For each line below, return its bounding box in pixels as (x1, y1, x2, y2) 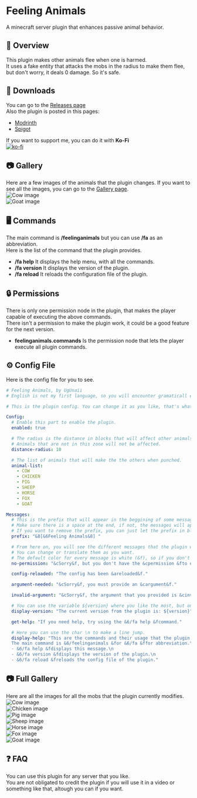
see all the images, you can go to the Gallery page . (6, 185, 129, 192)
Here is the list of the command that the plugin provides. (6, 247, 142, 254)
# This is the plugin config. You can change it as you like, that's (6, 403, 180, 409)
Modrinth (14, 119, 37, 126)
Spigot (14, 125, 31, 132)
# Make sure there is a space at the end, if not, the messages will (11, 522, 185, 529)
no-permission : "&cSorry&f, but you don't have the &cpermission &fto (11, 560, 188, 566)
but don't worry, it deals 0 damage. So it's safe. (6, 69, 121, 76)
